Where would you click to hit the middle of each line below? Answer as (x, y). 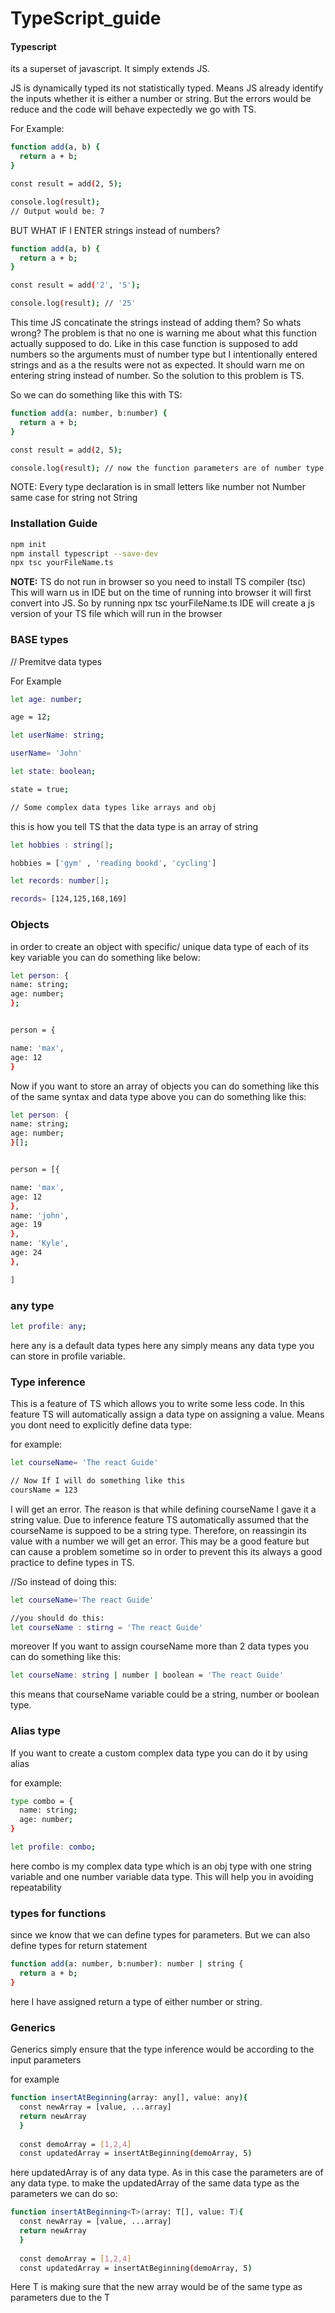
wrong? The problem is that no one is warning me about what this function (163, 333)
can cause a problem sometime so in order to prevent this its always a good (166, 1551)
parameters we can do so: (64, 2194)
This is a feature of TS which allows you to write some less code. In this (157, 1404)
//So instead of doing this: (63, 1581)
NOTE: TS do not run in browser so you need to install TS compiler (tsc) (158, 582)
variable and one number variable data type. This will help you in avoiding (162, 1876)
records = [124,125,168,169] (69, 899)
